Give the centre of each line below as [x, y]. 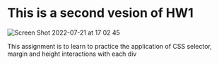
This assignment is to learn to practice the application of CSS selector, [109, 46]
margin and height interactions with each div [72, 54]
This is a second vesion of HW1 [100, 13]
